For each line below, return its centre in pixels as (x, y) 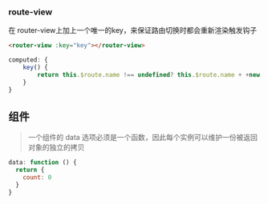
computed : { (28, 60)
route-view (30, 12)
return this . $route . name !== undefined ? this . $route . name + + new (149, 74)
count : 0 (37, 178)
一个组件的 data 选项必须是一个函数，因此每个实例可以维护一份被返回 (143, 138)
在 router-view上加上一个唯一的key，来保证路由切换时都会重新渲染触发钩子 (133, 30)
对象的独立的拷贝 (56, 147)
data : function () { (43, 162)
